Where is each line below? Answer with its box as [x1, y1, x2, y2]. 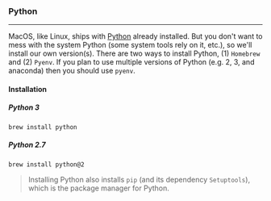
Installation [8, 84, 47, 94]
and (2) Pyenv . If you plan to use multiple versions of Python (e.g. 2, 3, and [8, 57, 255, 67]
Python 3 [8, 103, 40, 112]
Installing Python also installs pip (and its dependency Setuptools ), [27, 174, 251, 184]
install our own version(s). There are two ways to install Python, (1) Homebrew [8, 48, 261, 58]
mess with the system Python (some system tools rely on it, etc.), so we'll [8, 40, 252, 50]
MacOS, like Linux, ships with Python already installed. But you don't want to [8, 31, 263, 41]
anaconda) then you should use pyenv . [8, 66, 135, 76]
